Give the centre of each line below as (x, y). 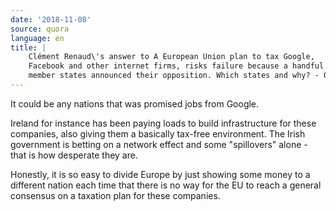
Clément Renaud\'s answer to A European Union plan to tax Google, (171, 57)
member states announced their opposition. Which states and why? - (174, 76)
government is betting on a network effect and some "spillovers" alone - (159, 144)
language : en (37, 38)
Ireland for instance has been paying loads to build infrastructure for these (163, 123)
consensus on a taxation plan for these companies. (115, 195)
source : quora (40, 29)
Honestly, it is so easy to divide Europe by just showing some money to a (160, 174)
